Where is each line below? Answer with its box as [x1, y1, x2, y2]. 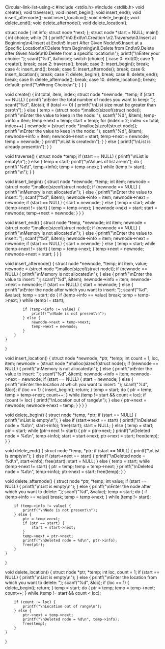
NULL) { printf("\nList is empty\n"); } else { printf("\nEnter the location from [5, 575, 157, 580]
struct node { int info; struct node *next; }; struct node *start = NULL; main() [5, 30, 159, 35]
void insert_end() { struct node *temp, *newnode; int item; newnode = [5, 219, 146, 225]
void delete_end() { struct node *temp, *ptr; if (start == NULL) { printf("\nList [5, 448, 160, 453]
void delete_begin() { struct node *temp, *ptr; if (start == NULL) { [5, 412, 137, 418]
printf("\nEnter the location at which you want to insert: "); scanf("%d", [5, 382, 148, 387]
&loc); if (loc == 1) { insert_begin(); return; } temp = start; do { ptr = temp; [5, 387, 153, 393]
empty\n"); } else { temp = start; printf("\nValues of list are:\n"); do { [5, 159, 142, 164]
